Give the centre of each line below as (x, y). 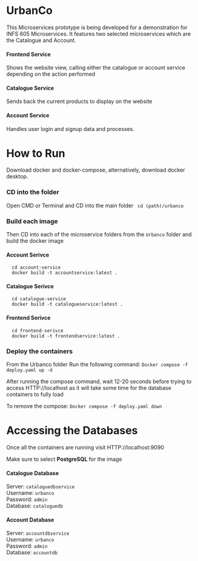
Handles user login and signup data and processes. (71, 129)
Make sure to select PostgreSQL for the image (64, 459)
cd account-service (36, 267)
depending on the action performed (51, 74)
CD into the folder (33, 192)
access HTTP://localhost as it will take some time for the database (89, 388)
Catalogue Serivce (30, 286)
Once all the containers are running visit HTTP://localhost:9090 (85, 447)
